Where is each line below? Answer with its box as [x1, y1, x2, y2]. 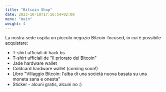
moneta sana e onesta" [12, 76, 61, 82]
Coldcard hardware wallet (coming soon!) [12, 66, 98, 72]
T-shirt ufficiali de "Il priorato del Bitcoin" [12, 55, 97, 61]
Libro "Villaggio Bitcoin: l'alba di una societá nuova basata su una [12, 71, 147, 77]
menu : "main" [5, 16, 32, 21]
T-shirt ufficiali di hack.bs [12, 50, 65, 56]
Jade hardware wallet [12, 60, 57, 66]
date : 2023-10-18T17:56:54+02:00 [5, 12, 75, 17]
